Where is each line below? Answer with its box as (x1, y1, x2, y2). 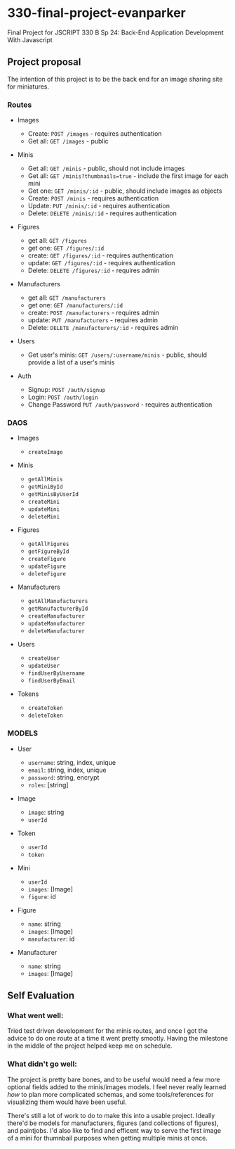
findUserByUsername (27, 670, 86, 677)
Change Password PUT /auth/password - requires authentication (27, 400, 213, 409)
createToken (27, 705, 63, 712)
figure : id (27, 892, 56, 901)
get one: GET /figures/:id (27, 244, 105, 253)
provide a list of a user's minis (27, 358, 115, 367)
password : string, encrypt (27, 773, 100, 782)
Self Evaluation (7, 990, 75, 1002)
